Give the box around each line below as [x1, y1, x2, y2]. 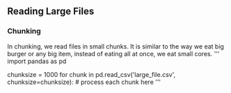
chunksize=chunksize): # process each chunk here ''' [7, 78, 161, 86]
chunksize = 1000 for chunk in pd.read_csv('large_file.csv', [7, 70, 176, 78]
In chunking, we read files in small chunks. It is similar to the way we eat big [7, 42, 225, 51]
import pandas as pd [7, 57, 67, 65]
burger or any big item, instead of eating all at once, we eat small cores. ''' [7, 49, 221, 58]
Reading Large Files [7, 6, 95, 17]
